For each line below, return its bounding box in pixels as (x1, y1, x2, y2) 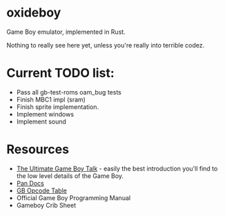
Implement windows (16, 110, 74, 118)
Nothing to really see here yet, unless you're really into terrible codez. (6, 41, 205, 49)
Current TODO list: (6, 66, 115, 81)
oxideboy (6, 5, 61, 21)
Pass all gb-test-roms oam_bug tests (16, 88, 121, 96)
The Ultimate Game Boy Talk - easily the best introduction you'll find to (16, 164, 218, 173)
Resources (6, 141, 70, 157)
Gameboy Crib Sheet (16, 201, 77, 209)
